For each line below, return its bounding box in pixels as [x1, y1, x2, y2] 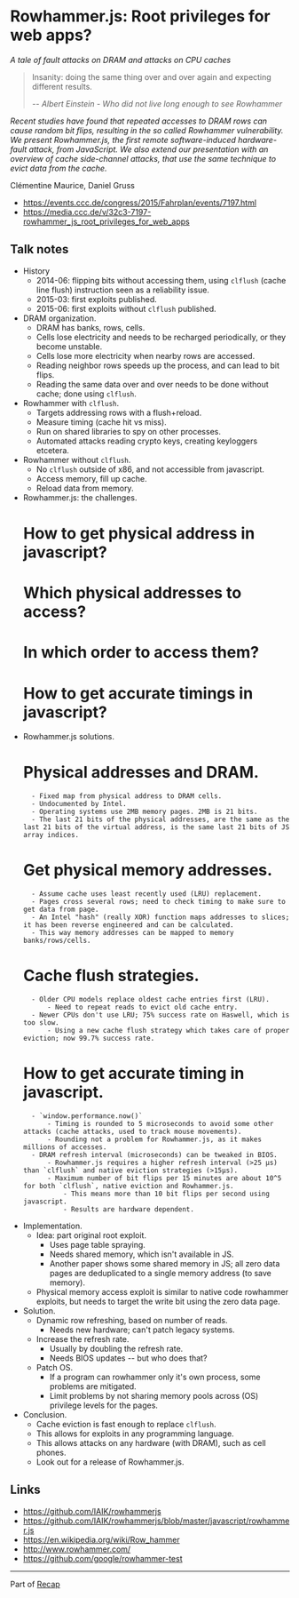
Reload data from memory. [35, 483, 134, 493]
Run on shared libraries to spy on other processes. [35, 426, 221, 436]
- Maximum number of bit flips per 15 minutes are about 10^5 [46, 1174, 282, 1183]
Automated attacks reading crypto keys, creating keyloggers [35, 435, 258, 446]
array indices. [22, 831, 80, 840]
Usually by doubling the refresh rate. [49, 1344, 184, 1354]
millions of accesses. [22, 1143, 107, 1152]
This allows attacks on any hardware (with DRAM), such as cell [35, 1438, 266, 1448]
